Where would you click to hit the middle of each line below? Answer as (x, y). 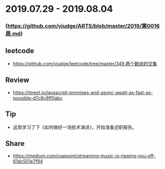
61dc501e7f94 (28, 161)
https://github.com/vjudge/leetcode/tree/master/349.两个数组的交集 (85, 63)
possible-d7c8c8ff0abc (38, 98)
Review (17, 80)
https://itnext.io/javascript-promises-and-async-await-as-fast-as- (83, 92)
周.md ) (14, 34)
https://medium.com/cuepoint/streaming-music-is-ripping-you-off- (84, 156)
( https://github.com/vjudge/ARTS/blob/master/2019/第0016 (83, 26)
